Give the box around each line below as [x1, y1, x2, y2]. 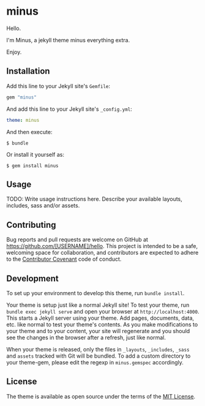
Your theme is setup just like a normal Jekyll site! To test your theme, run [6, 301, 190, 309]
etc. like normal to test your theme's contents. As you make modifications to [6, 320, 198, 328]
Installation [6, 66, 50, 77]
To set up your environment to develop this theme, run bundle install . [6, 289, 185, 296]
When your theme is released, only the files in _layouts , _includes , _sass [6, 345, 190, 353]
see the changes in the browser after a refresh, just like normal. [6, 334, 166, 341]
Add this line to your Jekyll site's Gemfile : [6, 82, 111, 89]
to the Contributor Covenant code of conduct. [6, 255, 122, 263]
